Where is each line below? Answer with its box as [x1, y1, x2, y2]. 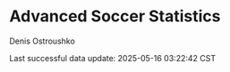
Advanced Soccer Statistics [9, 6, 221, 27]
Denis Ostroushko [9, 36, 76, 46]
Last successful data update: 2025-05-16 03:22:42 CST [9, 52, 217, 63]
